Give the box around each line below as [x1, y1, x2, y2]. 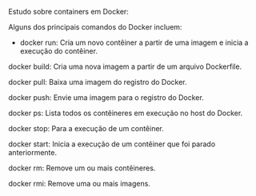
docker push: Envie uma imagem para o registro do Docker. [8, 93, 204, 102]
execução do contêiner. [19, 46, 98, 55]
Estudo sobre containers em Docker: [8, 7, 130, 16]
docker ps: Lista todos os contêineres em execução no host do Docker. [8, 108, 243, 118]
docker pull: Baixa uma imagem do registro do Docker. [8, 78, 187, 86]
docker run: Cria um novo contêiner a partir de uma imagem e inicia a [19, 38, 249, 47]
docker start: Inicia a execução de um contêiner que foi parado [8, 139, 216, 149]
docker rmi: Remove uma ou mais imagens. [8, 179, 150, 188]
